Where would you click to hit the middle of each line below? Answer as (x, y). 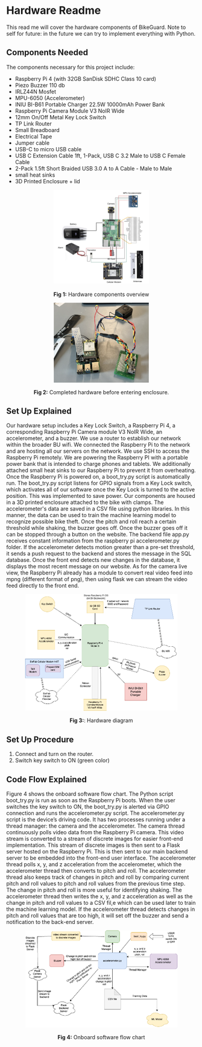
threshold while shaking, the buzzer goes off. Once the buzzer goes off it (97, 528)
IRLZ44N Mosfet (35, 92)
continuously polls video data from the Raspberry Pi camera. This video (95, 832)
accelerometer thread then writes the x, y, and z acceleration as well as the (99, 896)
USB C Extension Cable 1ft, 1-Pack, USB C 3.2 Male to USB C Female (100, 156)
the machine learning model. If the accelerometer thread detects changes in (101, 909)
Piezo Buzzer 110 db (40, 85)
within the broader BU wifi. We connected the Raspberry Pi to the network (98, 445)
